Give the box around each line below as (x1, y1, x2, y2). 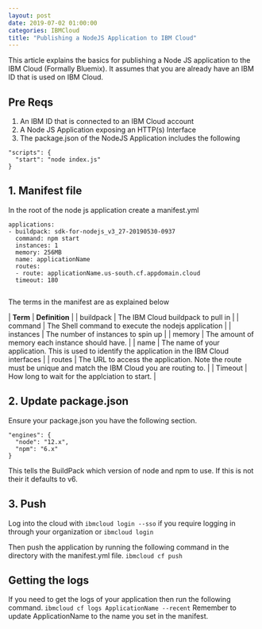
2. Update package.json (8, 395, 129, 408)
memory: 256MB (15, 248, 62, 257)
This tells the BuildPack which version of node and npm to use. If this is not (8, 465, 254, 475)
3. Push (8, 497, 46, 511)
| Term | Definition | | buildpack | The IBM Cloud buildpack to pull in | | (8, 312, 240, 322)
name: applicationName (15, 255, 91, 263)
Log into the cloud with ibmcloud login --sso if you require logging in (8, 518, 236, 528)
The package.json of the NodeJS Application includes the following (19, 133, 241, 143)
